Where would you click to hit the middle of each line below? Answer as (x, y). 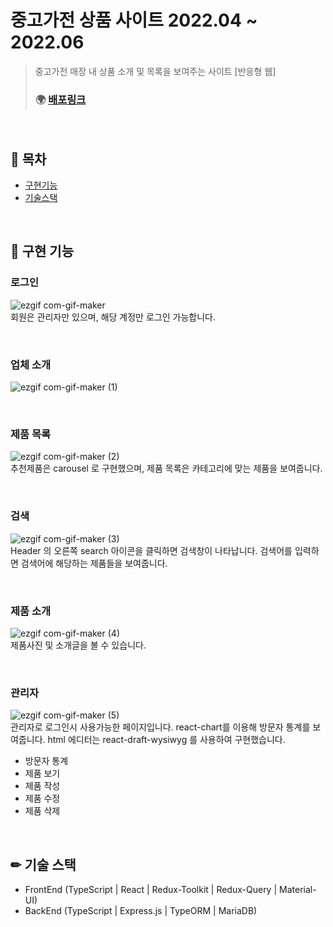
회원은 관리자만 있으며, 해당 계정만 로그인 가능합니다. (113, 317)
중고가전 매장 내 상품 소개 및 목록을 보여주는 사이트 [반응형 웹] (155, 71)
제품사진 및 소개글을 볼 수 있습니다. (78, 645)
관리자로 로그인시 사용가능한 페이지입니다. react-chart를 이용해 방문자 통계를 (160, 727)
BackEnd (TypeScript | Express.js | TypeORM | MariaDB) (141, 911)
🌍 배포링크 (60, 99)
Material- (298, 890)
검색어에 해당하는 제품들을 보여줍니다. (94, 563)
